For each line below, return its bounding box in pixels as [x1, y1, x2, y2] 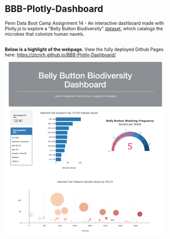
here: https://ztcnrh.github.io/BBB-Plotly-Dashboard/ [5, 52, 116, 58]
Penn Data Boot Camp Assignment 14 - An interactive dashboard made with [5, 20, 164, 26]
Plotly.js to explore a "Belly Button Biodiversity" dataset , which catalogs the [5, 25, 163, 31]
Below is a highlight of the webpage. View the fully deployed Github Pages [5, 46, 164, 52]
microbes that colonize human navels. [5, 31, 85, 37]
